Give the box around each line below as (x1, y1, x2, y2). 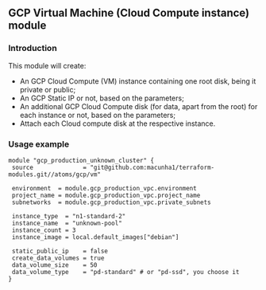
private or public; (19, 84, 76, 94)
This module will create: (8, 61, 87, 70)
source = (11, 163, 87, 171)
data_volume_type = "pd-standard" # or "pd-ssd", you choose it (11, 268, 240, 276)
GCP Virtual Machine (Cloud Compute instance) (8, 6, 250, 20)
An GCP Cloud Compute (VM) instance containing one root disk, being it (19, 76, 256, 86)
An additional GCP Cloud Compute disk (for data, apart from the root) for (19, 101, 258, 111)
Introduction (8, 43, 57, 54)
